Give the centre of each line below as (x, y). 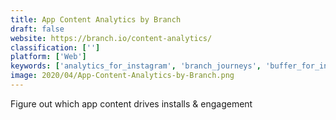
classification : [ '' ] (55, 47)
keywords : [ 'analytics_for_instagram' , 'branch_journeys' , (136, 66)
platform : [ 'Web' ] (48, 57)
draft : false (37, 29)
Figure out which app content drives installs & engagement (131, 103)
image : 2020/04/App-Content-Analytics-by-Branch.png (122, 76)
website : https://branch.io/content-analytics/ (111, 38)
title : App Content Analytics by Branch (96, 19)
